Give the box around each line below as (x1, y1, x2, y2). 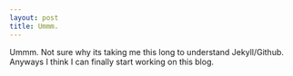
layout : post (9, 13, 59, 23)
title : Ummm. (9, 22, 59, 31)
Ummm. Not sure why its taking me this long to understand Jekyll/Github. (9, 46, 285, 57)
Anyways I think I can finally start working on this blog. (9, 56, 215, 67)
